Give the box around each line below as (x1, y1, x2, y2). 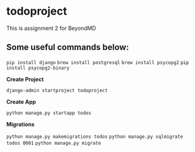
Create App (6, 98, 37, 105)
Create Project (6, 75, 44, 83)
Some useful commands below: (6, 42, 130, 52)
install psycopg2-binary (6, 65, 70, 71)
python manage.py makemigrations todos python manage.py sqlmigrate (6, 133, 183, 140)
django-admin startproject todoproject (6, 87, 108, 93)
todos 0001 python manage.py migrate (6, 140, 101, 146)
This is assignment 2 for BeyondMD (6, 24, 97, 32)
